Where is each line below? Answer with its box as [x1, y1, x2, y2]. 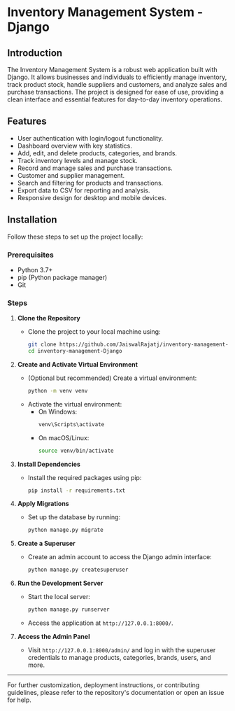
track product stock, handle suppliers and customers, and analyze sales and [7, 80, 227, 88]
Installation [7, 214, 57, 226]
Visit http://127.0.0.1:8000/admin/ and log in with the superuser [27, 646, 216, 654]
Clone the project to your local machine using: [27, 328, 161, 336]
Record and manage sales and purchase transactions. [17, 164, 173, 172]
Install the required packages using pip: [27, 473, 142, 481]
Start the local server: [27, 593, 91, 601]
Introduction [7, 47, 63, 59]
